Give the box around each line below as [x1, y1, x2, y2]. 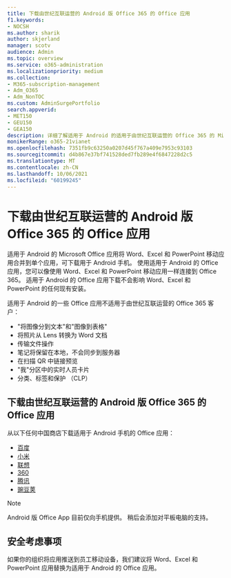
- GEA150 [7, 126, 32, 132]
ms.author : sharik [7, 29, 60, 37]
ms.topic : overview [7, 55, 63, 62]
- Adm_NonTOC [7, 94, 45, 101]
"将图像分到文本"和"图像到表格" [17, 322, 108, 331]
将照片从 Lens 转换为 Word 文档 [17, 331, 108, 339]
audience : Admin [7, 49, 54, 56]
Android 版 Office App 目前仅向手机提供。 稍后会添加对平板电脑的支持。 [7, 513, 212, 521]
